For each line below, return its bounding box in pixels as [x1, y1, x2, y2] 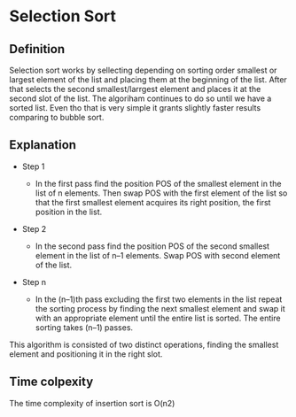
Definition [9, 42, 65, 57]
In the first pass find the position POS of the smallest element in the [35, 178, 282, 189]
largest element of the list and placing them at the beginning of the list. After [9, 74, 288, 85]
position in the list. [35, 206, 103, 217]
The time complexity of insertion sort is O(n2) [9, 398, 175, 408]
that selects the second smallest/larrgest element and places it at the [9, 84, 261, 94]
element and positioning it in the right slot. [9, 348, 163, 359]
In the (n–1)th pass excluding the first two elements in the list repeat [35, 294, 283, 305]
